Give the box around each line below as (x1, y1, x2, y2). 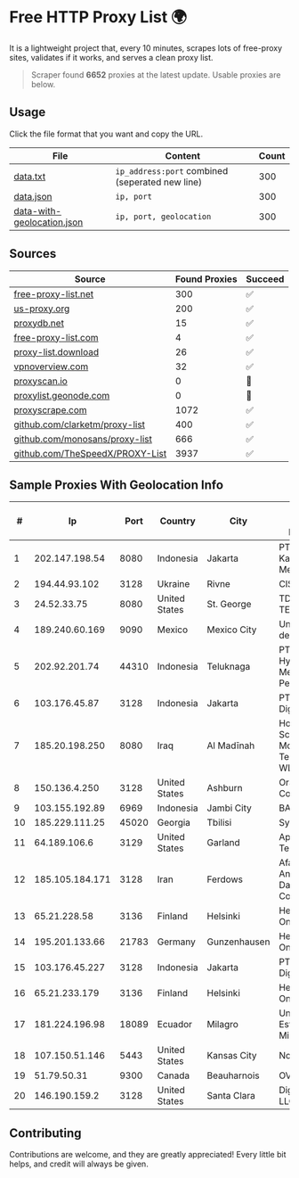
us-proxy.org (13, 302, 70, 315)
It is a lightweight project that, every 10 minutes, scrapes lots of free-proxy (9, 42, 283, 54)
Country (159, 515, 196, 527)
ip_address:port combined (115, 164, 229, 177)
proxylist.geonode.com (13, 389, 110, 401)
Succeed (246, 273, 285, 285)
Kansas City (206, 1050, 257, 1062)
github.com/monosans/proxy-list (13, 432, 153, 445)
